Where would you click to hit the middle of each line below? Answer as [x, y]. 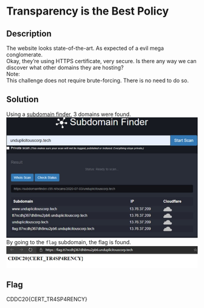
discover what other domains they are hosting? [65, 67]
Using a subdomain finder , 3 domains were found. [69, 114]
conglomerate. [25, 55]
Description [29, 34]
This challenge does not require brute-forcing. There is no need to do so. [98, 80]
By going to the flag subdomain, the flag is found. [69, 242]
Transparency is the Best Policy [87, 11]
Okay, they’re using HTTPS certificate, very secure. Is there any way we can [101, 61]
